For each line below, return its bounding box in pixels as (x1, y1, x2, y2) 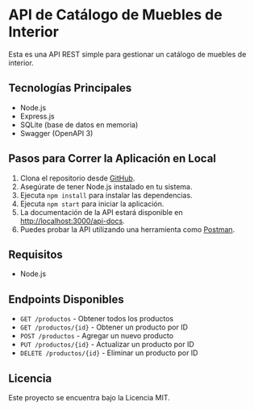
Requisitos (8, 247, 63, 261)
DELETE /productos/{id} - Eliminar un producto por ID (19, 348, 198, 358)
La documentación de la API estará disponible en (19, 207, 183, 217)
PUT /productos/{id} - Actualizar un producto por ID (19, 340, 195, 350)
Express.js (19, 111, 55, 121)
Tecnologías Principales (8, 81, 132, 95)
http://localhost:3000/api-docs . (19, 216, 125, 226)
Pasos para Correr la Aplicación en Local (8, 151, 216, 166)
